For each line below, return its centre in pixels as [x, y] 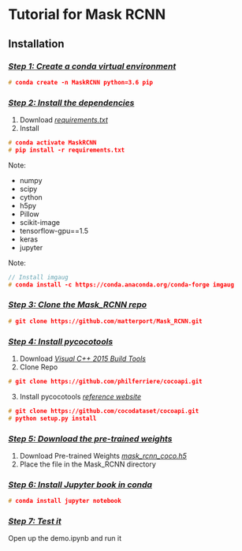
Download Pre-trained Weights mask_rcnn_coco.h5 [103, 455]
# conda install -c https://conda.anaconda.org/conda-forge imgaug [121, 285]
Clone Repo [39, 367]
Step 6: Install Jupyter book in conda [80, 485]
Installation [36, 44]
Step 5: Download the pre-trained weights [90, 438]
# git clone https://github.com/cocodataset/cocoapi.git [104, 411]
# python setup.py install [52, 418]
